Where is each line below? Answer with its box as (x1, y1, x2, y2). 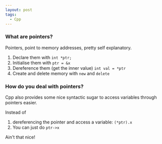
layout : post (5, 7, 33, 13)
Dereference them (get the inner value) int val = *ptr (12, 65, 126, 71)
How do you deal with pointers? (5, 83, 84, 90)
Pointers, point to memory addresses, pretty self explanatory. (5, 45, 132, 51)
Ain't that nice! (5, 134, 36, 140)
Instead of (5, 109, 27, 115)
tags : (5, 12, 17, 17)
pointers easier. (5, 99, 38, 105)
